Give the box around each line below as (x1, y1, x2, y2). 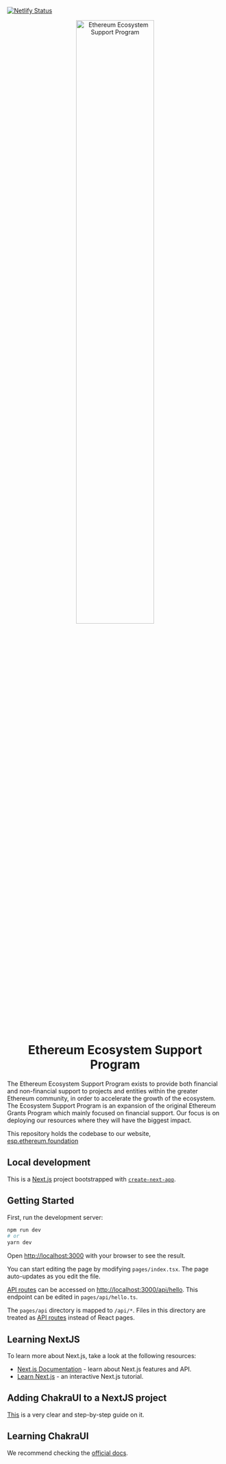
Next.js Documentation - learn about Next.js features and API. (16, 1365, 192, 1373)
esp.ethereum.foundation (7, 1137, 79, 1145)
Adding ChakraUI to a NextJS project (7, 1392, 167, 1404)
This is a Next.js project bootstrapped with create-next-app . (7, 1175, 177, 1183)
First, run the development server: (7, 1213, 103, 1221)
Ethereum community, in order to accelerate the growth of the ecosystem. (7, 1094, 216, 1102)
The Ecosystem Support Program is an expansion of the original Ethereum (7, 1101, 216, 1110)
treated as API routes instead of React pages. (7, 1313, 135, 1322)
